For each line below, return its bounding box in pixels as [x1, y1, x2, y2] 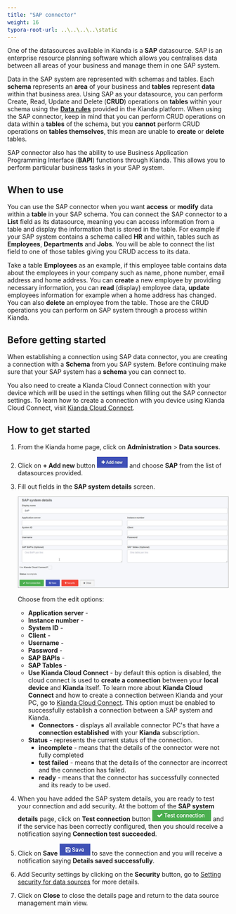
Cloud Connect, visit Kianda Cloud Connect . [7, 403, 135, 412]
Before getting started [7, 334, 107, 346]
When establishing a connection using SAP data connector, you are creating [7, 353, 228, 361]
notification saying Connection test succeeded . [17, 830, 157, 838]
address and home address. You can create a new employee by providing [7, 276, 221, 284]
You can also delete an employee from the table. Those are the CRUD [7, 299, 209, 307]
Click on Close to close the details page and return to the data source [17, 891, 219, 900]
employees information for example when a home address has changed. [7, 291, 216, 299]
